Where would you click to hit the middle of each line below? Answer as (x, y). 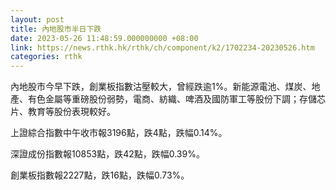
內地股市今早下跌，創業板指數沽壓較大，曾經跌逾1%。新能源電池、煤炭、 (161, 87)
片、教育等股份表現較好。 (63, 112)
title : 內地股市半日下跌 (56, 29)
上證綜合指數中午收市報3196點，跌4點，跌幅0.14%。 (119, 133)
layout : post (37, 19)
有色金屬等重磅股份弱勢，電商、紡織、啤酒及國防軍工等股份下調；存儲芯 (176, 99)
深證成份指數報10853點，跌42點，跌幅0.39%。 (107, 154)
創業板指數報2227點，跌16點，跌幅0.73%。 (100, 175)
